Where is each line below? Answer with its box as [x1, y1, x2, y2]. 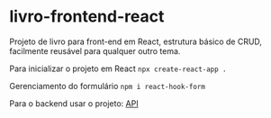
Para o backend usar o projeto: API [9, 97, 139, 109]
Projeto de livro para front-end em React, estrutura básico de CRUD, [9, 36, 263, 47]
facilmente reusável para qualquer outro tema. [9, 45, 181, 56]
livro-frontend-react [9, 6, 165, 27]
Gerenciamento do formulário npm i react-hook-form [9, 80, 205, 91]
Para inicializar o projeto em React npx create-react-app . [9, 63, 227, 74]
